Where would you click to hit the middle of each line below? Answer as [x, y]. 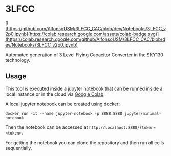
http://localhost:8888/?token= [122, 128]
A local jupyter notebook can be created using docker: [63, 104]
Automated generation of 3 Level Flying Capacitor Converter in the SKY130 [84, 55]
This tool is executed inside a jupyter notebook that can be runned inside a [84, 88]
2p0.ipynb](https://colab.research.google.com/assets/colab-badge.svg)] [82, 34]
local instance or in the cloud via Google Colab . [55, 94]
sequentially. [19, 148]
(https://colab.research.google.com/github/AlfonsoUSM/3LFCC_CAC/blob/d [85, 39]
